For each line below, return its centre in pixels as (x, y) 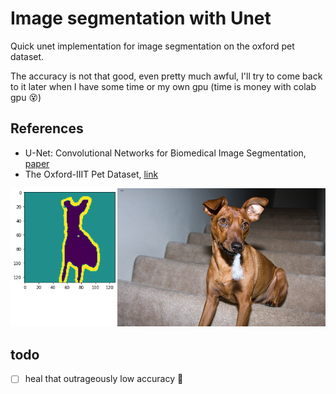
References (47, 128)
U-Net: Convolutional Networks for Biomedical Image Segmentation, (165, 153)
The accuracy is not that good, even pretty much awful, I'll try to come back (166, 76)
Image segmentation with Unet (141, 18)
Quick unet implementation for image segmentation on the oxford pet (152, 46)
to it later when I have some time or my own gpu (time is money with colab (163, 86)
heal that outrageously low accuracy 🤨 (104, 379)
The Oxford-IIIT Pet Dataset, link (91, 174)
